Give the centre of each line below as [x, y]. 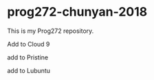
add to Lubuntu [29, 70]
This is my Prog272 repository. [51, 31]
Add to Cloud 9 [29, 44]
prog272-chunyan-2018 [77, 12]
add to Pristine [28, 57]
